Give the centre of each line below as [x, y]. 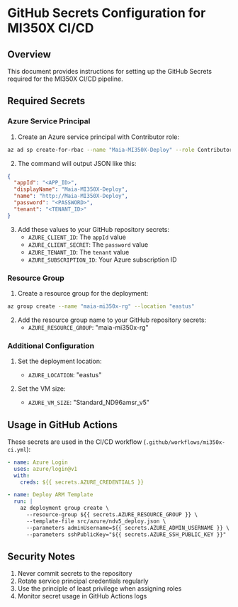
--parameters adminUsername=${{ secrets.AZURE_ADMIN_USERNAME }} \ [128, 528]
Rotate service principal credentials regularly [83, 581]
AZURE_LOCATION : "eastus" [65, 375]
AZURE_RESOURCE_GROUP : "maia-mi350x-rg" [88, 327]
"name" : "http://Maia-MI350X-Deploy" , [71, 196]
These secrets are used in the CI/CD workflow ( [77, 442]
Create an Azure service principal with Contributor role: [98, 137]
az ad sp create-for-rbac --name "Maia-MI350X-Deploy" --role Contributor [120, 150]
